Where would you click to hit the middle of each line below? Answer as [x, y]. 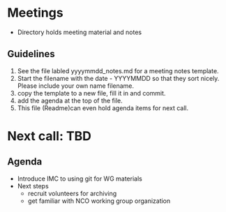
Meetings [36, 13]
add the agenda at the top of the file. [70, 100]
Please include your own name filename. [76, 86]
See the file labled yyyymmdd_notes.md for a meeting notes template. [118, 70]
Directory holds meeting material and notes [79, 32]
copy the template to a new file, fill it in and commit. [91, 93]
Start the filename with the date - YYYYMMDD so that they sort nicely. [118, 78]
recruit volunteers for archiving [72, 193]
